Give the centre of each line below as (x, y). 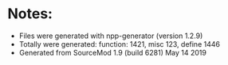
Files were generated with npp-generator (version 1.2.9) (111, 36)
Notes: (30, 14)
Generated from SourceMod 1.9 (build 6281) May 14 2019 (112, 52)
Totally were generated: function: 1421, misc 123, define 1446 (120, 44)
